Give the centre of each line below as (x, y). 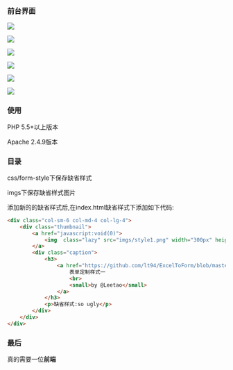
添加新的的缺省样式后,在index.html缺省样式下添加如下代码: (91, 207)
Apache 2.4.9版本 (33, 142)
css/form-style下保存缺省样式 (50, 178)
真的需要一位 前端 (32, 360)
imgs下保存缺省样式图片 (42, 192)
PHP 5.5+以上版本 (33, 127)
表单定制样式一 (87, 272)
